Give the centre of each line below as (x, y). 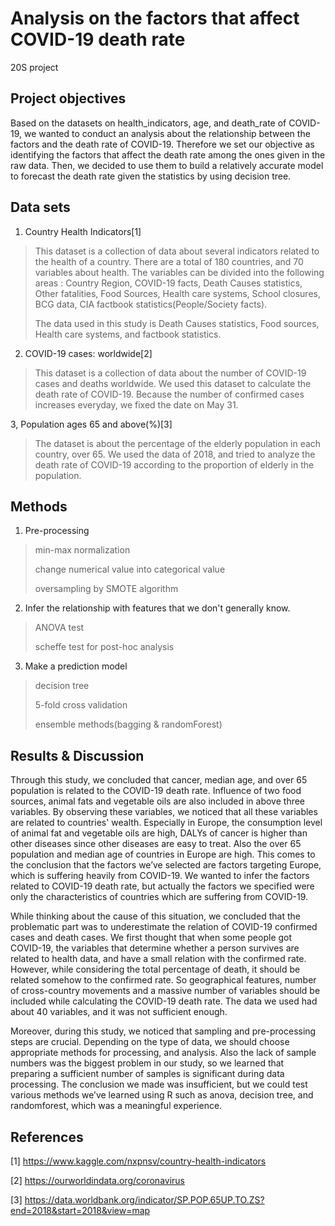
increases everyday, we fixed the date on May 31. (136, 404)
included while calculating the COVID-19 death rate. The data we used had (164, 1001)
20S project (34, 67)
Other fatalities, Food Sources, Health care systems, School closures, (177, 293)
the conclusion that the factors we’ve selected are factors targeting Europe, (166, 865)
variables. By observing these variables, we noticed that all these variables (164, 812)
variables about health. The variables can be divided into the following (179, 272)
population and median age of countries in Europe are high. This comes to (163, 854)
